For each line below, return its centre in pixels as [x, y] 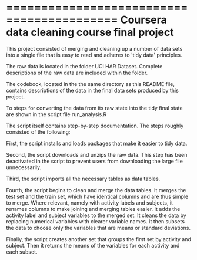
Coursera [144, 20]
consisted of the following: [38, 132]
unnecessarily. [24, 167]
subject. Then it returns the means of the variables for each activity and [93, 245]
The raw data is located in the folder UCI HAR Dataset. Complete [84, 66]
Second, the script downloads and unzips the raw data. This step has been [97, 154]
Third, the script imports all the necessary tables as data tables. [83, 179]
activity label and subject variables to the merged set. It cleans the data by [96, 215]
